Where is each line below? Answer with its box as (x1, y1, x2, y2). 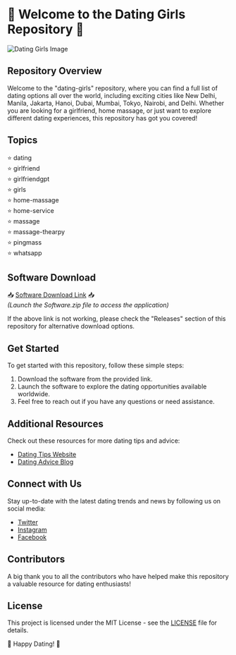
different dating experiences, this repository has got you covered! (7, 114, 198, 122)
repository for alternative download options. (7, 322, 135, 331)
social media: (7, 504, 46, 513)
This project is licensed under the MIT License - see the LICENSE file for (7, 618, 217, 627)
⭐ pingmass (7, 238, 42, 246)
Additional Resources (7, 417, 104, 429)
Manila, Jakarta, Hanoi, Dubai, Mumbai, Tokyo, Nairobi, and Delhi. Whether (7, 99, 225, 107)
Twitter (17, 518, 39, 526)
